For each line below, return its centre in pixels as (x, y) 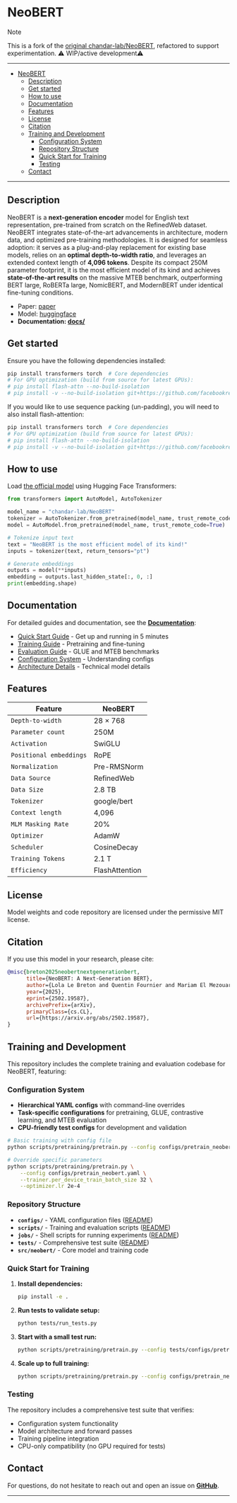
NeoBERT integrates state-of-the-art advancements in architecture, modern (117, 232)
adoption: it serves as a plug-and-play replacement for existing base (107, 247)
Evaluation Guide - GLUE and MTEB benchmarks (89, 651)
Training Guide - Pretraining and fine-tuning (81, 644)
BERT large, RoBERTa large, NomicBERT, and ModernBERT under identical (115, 285)
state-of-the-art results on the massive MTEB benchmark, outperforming (115, 278)
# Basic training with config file (60, 1141)
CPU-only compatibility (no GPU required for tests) (91, 1446)
